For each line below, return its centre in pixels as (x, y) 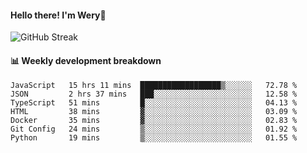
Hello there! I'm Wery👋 (58, 15)
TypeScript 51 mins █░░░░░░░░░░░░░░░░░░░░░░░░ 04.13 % (154, 103)
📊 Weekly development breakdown (86, 60)
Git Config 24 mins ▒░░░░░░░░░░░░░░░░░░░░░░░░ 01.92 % (154, 129)
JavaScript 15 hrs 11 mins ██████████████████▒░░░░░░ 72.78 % (154, 86)
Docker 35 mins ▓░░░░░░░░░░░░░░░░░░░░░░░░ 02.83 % (154, 121)
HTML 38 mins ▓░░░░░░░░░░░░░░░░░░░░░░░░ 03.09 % (154, 112)
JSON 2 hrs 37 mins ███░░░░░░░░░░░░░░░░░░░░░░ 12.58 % (154, 94)
